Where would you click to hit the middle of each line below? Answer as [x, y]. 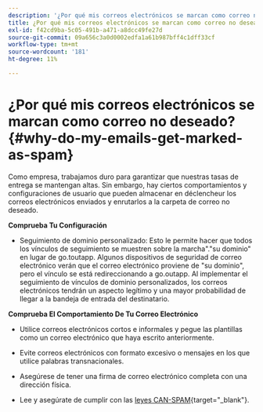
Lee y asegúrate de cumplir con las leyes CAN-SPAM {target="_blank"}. [134, 399]
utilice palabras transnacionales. [72, 361]
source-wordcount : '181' [49, 52]
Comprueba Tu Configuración [58, 225]
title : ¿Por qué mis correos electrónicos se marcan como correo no [122, 23]
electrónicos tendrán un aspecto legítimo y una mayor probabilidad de [133, 290]
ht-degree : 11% [33, 60]
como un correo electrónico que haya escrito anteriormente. [117, 337]
